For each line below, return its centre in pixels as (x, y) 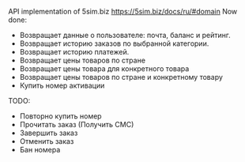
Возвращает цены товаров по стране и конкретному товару (121, 77)
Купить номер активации (62, 85)
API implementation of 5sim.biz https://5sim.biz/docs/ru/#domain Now (123, 11)
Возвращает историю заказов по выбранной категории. (114, 43)
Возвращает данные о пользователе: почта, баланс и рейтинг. (125, 35)
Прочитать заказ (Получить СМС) (77, 124)
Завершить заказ (49, 133)
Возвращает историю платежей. (74, 52)
